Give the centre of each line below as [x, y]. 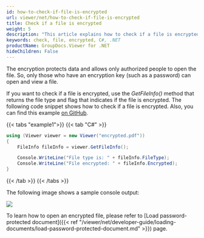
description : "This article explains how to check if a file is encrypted [103, 35]
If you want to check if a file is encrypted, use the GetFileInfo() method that [100, 93]
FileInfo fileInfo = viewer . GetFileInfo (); [73, 147]
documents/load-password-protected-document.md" [73, 229]
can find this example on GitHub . [47, 112]
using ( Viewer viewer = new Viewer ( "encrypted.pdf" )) [76, 135]
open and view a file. [32, 81]
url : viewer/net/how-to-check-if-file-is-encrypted [73, 18]
